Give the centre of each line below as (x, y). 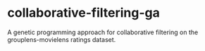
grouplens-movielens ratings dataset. (62, 39)
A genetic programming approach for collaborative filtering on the (103, 32)
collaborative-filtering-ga (83, 13)
